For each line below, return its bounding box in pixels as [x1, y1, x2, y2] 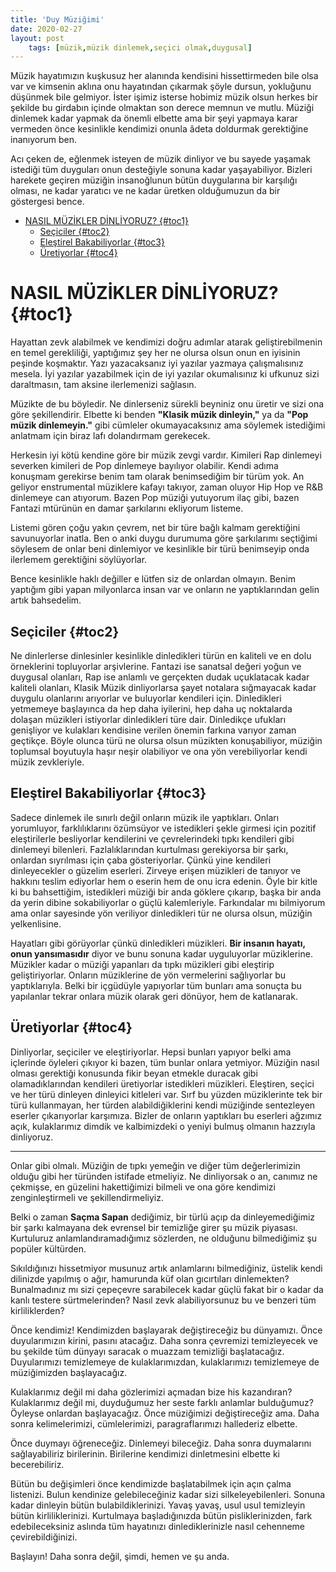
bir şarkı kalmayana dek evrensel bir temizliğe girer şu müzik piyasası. [10, 1221, 298, 1233]
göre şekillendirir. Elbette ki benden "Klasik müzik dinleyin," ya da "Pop [10, 409, 309, 421]
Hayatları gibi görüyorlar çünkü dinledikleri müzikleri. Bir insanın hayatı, [10, 937, 306, 949]
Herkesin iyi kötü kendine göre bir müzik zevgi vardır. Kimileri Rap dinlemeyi [10, 449, 322, 461]
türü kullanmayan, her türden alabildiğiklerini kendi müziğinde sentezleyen [10, 1099, 316, 1111]
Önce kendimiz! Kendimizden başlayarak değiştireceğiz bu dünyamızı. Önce [10, 1324, 323, 1336]
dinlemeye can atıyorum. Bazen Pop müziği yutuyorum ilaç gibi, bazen [10, 492, 300, 504]
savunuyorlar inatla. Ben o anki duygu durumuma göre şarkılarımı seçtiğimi [10, 532, 318, 545]
